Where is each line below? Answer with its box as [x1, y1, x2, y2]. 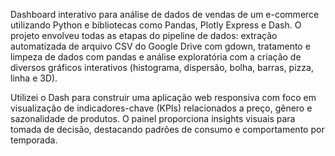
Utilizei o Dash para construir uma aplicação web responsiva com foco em [10, 92, 317, 103]
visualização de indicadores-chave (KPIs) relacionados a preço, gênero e [10, 102, 313, 114]
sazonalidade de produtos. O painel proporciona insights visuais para [10, 113, 296, 124]
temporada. [10, 134, 58, 146]
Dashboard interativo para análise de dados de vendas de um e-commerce [10, 9, 320, 20]
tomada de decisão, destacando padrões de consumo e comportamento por [10, 124, 325, 135]
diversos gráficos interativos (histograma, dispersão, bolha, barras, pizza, [10, 62, 314, 73]
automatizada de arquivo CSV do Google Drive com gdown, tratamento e [10, 40, 311, 52]
